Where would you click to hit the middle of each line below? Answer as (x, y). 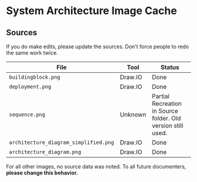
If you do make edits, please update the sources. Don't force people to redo (98, 46)
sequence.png (27, 115)
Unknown (133, 114)
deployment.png (30, 87)
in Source (165, 111)
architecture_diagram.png (45, 152)
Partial (161, 96)
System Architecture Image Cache (91, 11)
